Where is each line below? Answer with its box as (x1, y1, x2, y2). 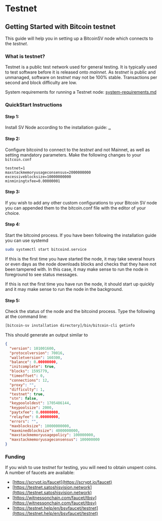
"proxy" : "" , (9, 382, 36, 388)
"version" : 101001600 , (9, 346, 56, 351)
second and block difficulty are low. (5, 79, 78, 86)
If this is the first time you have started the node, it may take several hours (5, 256, 155, 261)
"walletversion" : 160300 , (9, 355, 63, 360)
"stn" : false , (9, 396, 38, 401)
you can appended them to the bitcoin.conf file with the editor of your (5, 205, 146, 211)
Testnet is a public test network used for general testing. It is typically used (5, 64, 157, 70)
